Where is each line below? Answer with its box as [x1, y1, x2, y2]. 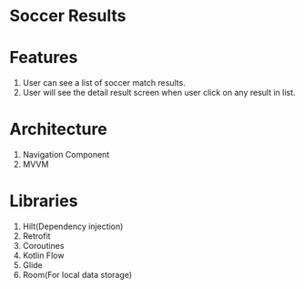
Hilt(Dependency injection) [22, 221, 124, 232]
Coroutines [22, 241, 65, 251]
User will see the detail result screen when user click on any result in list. [22, 88, 296, 98]
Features [9, 47, 78, 68]
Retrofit [22, 231, 51, 242]
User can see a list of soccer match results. [22, 77, 187, 88]
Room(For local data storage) [22, 270, 133, 280]
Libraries [9, 191, 78, 212]
